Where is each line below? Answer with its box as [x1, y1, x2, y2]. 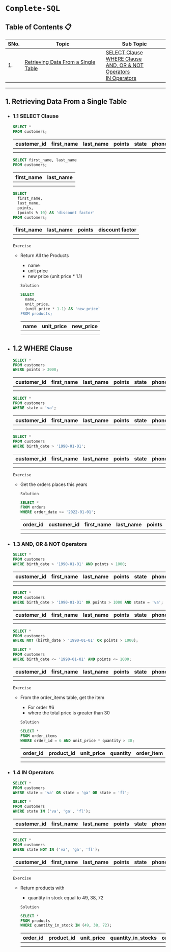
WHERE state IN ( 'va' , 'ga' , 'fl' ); [12, 809, 91, 814]
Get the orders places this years [20, 481, 88, 487]
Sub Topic [122, 40, 147, 47]
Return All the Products [20, 252, 69, 259]
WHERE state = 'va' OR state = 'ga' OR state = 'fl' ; [12, 790, 130, 795]
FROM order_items [20, 733, 58, 738]
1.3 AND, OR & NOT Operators [12, 541, 88, 548]
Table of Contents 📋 [5, 22, 72, 31]
